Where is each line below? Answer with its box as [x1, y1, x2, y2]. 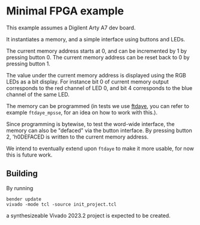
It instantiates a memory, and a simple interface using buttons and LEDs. [6, 35, 186, 43]
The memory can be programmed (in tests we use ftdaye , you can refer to [6, 102, 189, 109]
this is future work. [6, 151, 53, 158]
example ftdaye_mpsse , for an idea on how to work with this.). [6, 109, 158, 116]
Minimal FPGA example [6, 4, 124, 18]
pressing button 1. [6, 60, 50, 67]
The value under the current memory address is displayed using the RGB [6, 71, 186, 79]
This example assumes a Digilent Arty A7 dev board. [6, 24, 136, 31]
